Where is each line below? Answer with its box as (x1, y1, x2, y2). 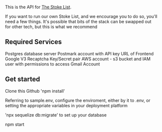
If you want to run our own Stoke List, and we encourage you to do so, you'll (5, 14, 158, 19)
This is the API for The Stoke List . (5, 4, 72, 10)
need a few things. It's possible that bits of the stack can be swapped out (5, 19, 152, 24)
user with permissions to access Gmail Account (5, 61, 100, 67)
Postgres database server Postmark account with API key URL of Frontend (5, 50, 154, 56)
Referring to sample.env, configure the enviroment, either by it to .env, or (5, 97, 150, 103)
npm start (5, 121, 25, 127)
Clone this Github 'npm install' (5, 88, 65, 94)
